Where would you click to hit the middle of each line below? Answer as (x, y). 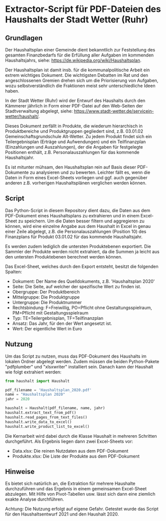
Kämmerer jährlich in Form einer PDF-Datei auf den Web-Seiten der (74, 106)
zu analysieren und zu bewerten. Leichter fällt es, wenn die (90, 172)
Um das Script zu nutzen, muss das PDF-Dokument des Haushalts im (76, 356)
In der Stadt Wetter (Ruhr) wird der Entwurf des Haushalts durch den (75, 101)
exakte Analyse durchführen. (35, 499)
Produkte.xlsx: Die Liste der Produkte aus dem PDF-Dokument (76, 456)
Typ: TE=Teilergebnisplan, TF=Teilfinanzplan (58, 318)
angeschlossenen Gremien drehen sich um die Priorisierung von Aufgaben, (82, 80)
